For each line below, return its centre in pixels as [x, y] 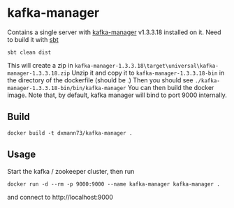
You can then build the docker [171, 87]
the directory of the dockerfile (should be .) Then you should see [100, 80]
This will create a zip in [40, 65]
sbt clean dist [29, 52]
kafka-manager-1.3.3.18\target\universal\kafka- [146, 66]
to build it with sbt [33, 39]
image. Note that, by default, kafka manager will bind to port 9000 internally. [117, 95]
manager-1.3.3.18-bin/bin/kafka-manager [67, 88]
